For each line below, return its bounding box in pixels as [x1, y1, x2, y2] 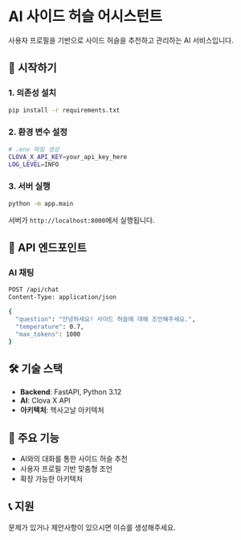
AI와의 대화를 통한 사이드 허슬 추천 [19, 454, 129, 464]
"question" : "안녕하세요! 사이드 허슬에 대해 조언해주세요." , [15, 315, 196, 323]
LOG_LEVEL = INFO [8, 160, 59, 169]
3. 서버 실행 [8, 181, 51, 192]
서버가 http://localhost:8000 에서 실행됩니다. [8, 215, 155, 225]
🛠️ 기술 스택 [8, 362, 63, 375]
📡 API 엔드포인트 [8, 240, 87, 254]
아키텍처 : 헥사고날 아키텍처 [19, 405, 104, 415]
